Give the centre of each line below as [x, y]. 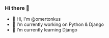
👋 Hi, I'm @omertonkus [36, 19]
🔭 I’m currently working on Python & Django [58, 24]
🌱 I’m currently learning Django [45, 30]
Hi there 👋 [17, 8]
